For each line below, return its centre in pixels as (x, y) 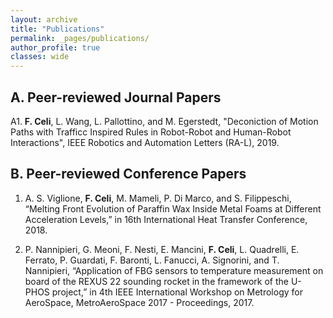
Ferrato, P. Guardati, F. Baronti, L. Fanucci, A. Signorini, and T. (152, 260)
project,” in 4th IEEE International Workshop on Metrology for (177, 292)
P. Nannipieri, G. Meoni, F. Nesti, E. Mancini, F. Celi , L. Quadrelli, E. (162, 249)
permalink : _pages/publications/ (80, 38)
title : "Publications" (57, 29)
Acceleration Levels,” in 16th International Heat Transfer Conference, (166, 219)
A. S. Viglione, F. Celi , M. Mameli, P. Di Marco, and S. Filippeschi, (158, 198)
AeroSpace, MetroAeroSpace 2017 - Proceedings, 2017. (139, 302)
